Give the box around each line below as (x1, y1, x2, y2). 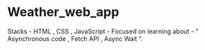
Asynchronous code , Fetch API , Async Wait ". (7, 34, 143, 42)
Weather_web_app (7, 4, 119, 20)
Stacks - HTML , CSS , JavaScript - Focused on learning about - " (7, 27, 199, 35)
